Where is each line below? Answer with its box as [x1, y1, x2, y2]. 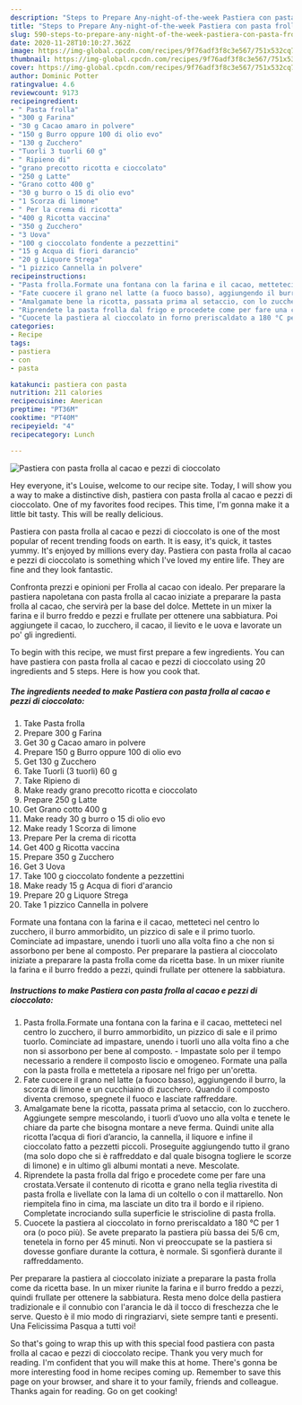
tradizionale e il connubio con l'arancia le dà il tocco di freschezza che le [10, 1302, 279, 1313]
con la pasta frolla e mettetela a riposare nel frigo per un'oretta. [22, 1065, 258, 1076]
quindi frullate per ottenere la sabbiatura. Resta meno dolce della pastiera [10, 1292, 281, 1303]
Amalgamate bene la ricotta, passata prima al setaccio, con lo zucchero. [22, 1103, 290, 1114]
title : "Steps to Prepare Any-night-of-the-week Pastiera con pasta [10, 22, 272, 31]
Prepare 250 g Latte [22, 795, 98, 805]
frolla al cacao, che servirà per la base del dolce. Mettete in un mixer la [10, 601, 272, 611]
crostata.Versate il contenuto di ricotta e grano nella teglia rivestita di [22, 1180, 278, 1190]
